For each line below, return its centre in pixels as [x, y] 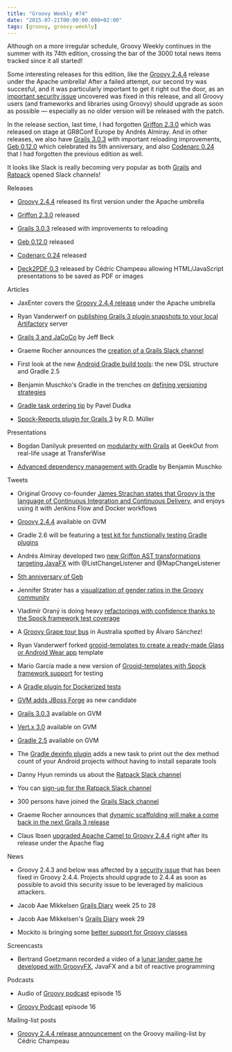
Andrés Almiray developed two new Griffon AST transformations [109, 556]
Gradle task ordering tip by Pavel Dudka [74, 405]
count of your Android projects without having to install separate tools [117, 761]
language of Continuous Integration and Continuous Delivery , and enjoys [121, 501]
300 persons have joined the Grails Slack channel [88, 802]
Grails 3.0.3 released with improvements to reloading [92, 229]
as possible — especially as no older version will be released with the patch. [116, 111]
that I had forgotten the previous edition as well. [75, 154]
